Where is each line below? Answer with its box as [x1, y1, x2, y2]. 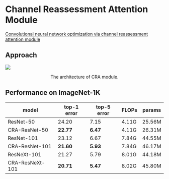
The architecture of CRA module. [50, 74, 119, 80]
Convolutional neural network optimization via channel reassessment [5, 31, 148, 37]
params [142, 106, 161, 113]
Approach [5, 51, 37, 59]
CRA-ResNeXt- [8, 159, 45, 166]
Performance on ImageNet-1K [5, 88, 101, 97]
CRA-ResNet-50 [8, 126, 49, 133]
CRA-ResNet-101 [8, 143, 52, 150]
